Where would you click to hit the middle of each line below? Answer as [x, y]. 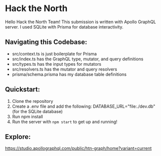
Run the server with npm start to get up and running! [65, 122]
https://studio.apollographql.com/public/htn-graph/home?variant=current [78, 148]
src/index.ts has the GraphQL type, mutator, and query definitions [78, 59]
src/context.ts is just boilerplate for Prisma [54, 54]
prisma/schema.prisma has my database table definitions [69, 74]
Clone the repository [32, 101]
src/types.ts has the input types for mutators [57, 64]
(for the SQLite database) [37, 111]
